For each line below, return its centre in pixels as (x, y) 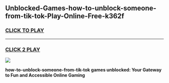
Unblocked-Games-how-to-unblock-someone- (81, 8)
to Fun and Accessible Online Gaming (45, 75)
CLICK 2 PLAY (23, 49)
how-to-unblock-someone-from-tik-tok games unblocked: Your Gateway (83, 69)
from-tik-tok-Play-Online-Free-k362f (65, 16)
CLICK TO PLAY (25, 31)
